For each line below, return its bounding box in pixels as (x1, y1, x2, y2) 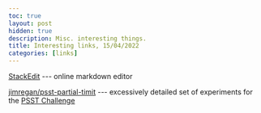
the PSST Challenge (8, 96, 75, 105)
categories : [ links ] (8, 49, 79, 57)
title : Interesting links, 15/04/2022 (8, 42, 139, 50)
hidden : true (8, 27, 53, 35)
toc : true (8, 11, 42, 20)
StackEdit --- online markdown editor (8, 72, 133, 81)
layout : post (8, 19, 53, 27)
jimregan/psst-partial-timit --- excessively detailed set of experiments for (8, 87, 253, 97)
